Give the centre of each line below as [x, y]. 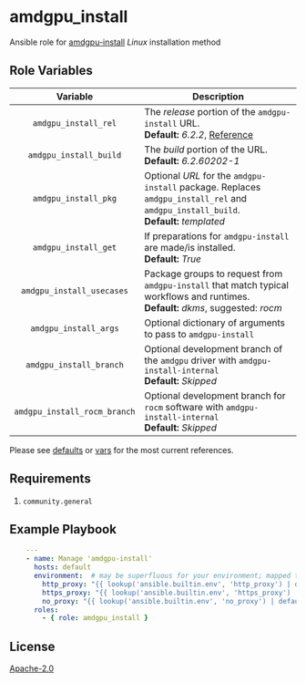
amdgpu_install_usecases [75, 290]
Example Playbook [63, 529]
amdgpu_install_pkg [75, 198]
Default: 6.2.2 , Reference [199, 134]
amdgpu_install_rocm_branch [75, 411]
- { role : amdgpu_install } [95, 618]
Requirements [50, 479]
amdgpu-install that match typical [217, 285]
